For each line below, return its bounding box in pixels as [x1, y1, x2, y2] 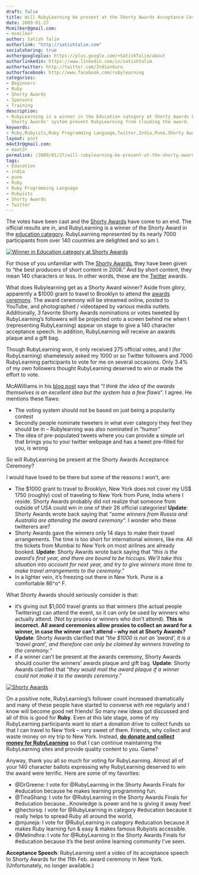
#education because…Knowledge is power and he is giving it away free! [14, 800, 191, 807]
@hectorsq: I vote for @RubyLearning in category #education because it [14, 806, 192, 813]
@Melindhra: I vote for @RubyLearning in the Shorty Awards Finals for [14, 832, 187, 839]
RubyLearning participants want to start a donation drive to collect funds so [6, 720, 191, 727]
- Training [6, 102, 33, 109]
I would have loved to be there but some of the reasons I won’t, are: [6, 474, 171, 481]
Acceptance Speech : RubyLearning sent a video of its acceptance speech [6, 849, 189, 857]
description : [6, 108, 38, 114]
